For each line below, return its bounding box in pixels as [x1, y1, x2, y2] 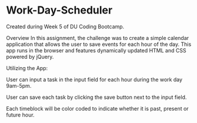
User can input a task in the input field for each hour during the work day [6, 76, 183, 83]
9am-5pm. [6, 82, 32, 89]
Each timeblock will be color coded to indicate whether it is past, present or [6, 105, 189, 112]
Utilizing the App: [6, 64, 48, 71]
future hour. [6, 111, 35, 118]
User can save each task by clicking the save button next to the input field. [6, 94, 187, 101]
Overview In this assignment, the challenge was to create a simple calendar [6, 34, 189, 41]
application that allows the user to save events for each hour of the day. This [6, 41, 192, 48]
